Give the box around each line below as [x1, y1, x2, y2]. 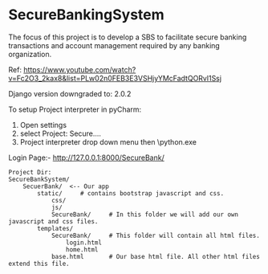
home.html [65, 245, 99, 254]
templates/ [37, 224, 74, 232]
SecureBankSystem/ [8, 175, 70, 183]
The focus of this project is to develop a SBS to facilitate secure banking [8, 32, 247, 42]
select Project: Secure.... [19, 129, 102, 138]
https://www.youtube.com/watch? [23, 64, 136, 74]
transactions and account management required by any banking [8, 40, 221, 50]
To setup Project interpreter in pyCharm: [8, 104, 142, 114]
